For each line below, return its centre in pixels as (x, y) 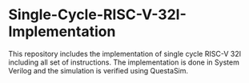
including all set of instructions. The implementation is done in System (124, 62)
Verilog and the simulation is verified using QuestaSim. (98, 70)
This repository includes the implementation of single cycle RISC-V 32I (125, 53)
